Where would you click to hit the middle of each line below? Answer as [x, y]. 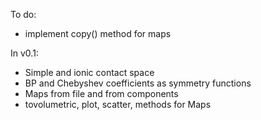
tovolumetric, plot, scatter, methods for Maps [118, 104]
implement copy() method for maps [98, 33]
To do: [23, 14]
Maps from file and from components [101, 93]
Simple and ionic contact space [89, 72]
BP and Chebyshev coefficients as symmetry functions [138, 83]
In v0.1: [24, 53]
